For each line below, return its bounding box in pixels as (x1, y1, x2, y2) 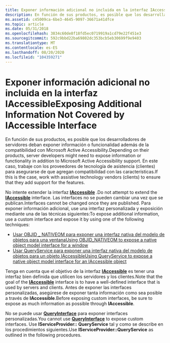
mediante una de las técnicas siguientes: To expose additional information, (5, 211, 159, 217)
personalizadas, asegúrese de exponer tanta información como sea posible (5, 290, 162, 296)
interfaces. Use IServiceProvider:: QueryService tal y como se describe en (5, 321, 163, 327)
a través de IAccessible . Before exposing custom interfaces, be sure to (5, 295, 153, 301)
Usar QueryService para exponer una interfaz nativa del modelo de (12, 248, 153, 254)
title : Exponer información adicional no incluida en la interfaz (5, 7, 148, 13)
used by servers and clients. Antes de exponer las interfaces (5, 285, 132, 291)
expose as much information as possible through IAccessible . (5, 300, 135, 307)
